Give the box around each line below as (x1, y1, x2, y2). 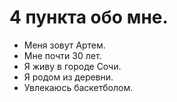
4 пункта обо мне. (9, 6, 169, 29)
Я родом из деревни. (23, 71, 114, 83)
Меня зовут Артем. (23, 39, 106, 51)
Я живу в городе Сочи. (23, 60, 122, 72)
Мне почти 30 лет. (23, 49, 102, 61)
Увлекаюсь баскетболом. (23, 81, 134, 93)
